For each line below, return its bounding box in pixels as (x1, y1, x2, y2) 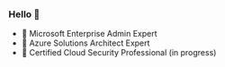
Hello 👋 (8, 8, 40, 21)
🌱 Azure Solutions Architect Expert (21, 38, 150, 48)
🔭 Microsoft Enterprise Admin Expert (21, 29, 157, 39)
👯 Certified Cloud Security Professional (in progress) (21, 47, 217, 58)
